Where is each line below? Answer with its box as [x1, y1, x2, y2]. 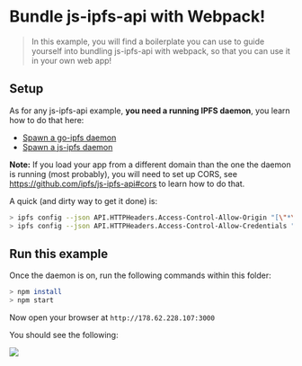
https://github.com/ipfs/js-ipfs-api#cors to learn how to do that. [9, 178, 245, 189]
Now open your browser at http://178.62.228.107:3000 [9, 312, 216, 323]
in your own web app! [31, 55, 112, 66]
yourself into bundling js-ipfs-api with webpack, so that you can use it [31, 45, 290, 56]
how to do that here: [9, 114, 84, 125]
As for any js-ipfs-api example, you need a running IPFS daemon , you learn [9, 105, 290, 116]
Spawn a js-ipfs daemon [22, 141, 113, 152]
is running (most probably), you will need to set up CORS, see [9, 168, 238, 179]
